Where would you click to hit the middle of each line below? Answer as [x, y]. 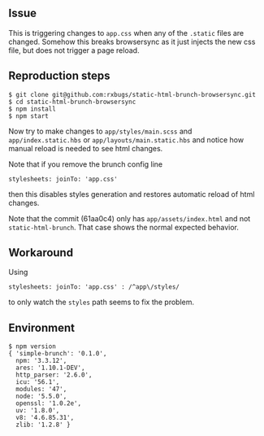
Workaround [41, 253]
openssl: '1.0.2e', [49, 403]
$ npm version [32, 347]
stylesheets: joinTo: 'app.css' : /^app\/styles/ [94, 287]
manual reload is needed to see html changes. [86, 148]
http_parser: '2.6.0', [54, 375]
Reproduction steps [59, 76]
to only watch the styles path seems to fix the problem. [102, 302]
